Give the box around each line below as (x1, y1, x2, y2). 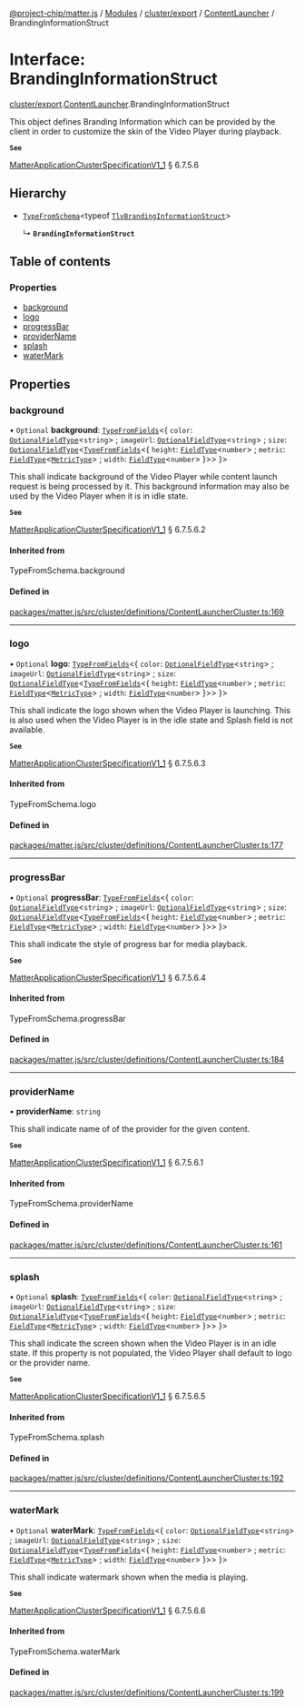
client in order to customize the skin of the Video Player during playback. (9, 126, 281, 136)
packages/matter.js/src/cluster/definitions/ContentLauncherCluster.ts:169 (9, 606, 284, 617)
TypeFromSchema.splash (9, 1432, 104, 1443)
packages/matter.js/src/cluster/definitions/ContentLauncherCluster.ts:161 (9, 1239, 283, 1250)
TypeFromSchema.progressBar (9, 1013, 126, 1024)
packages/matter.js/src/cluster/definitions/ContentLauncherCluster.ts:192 (9, 1473, 284, 1484)
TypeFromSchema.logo (9, 799, 97, 810)
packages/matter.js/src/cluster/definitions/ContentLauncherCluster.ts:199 (9, 1687, 284, 1698)
